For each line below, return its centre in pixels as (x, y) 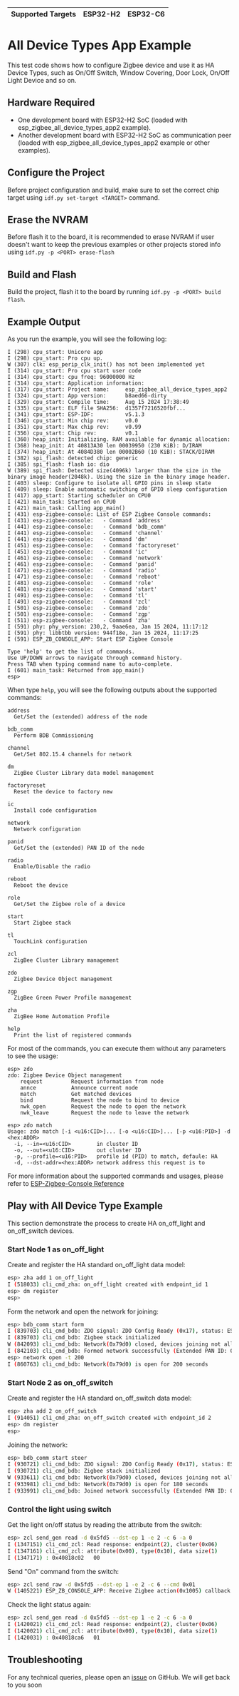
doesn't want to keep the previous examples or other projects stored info (114, 245)
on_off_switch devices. (41, 1231)
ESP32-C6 (146, 14)
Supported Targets (44, 14)
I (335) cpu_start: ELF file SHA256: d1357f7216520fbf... (97, 408)
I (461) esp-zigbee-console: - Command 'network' (85, 558)
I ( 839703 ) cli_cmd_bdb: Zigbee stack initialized (84, 1338)
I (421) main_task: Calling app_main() (67, 508)
